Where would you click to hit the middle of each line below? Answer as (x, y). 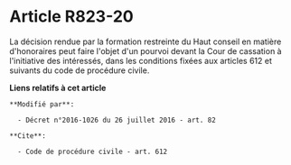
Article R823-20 (71, 17)
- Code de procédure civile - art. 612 (93, 151)
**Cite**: (28, 136)
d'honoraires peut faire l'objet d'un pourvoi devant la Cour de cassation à (145, 50)
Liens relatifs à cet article (58, 87)
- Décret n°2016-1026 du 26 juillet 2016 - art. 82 (117, 120)
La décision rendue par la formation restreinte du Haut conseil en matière (145, 41)
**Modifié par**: (42, 104)
